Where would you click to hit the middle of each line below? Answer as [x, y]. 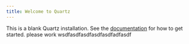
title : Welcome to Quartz [38, 11]
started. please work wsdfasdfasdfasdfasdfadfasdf [69, 34]
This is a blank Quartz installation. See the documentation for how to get [94, 28]
